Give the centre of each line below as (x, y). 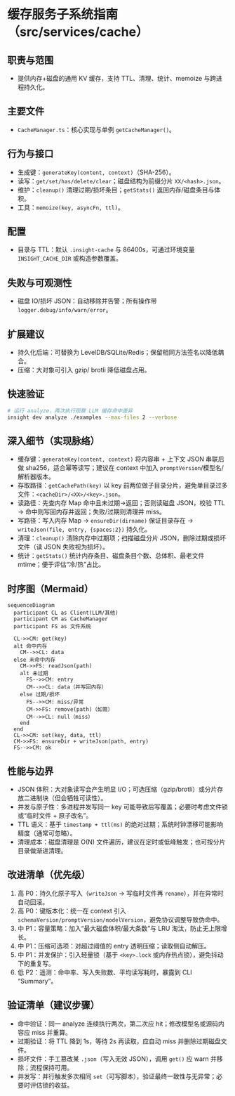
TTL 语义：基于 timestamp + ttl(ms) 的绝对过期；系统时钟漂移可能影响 (120, 824)
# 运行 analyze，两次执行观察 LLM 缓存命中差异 (70, 411)
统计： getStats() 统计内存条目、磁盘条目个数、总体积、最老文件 (111, 556)
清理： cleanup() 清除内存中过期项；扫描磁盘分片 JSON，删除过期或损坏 (122, 538)
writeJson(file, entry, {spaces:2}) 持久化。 (84, 529)
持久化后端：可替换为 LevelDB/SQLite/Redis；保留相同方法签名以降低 (117, 353)
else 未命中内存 (35, 660)
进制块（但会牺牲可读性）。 (68, 798)
